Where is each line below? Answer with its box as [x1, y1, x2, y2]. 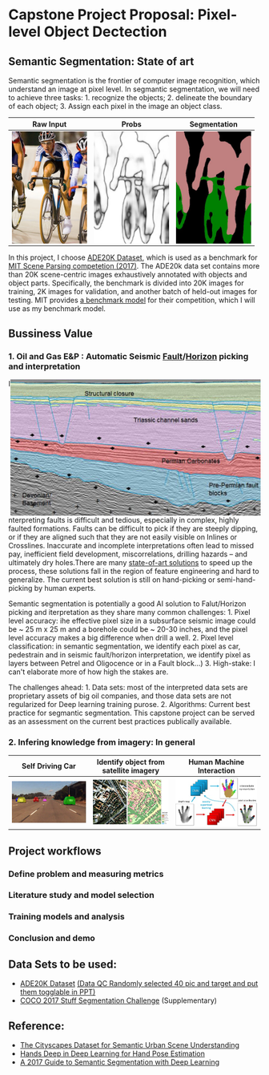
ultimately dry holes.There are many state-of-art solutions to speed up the [8, 557, 253, 567]
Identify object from [96, 757, 166, 766]
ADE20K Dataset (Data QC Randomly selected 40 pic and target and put [19, 979, 259, 988]
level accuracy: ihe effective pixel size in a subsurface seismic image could [8, 616, 256, 625]
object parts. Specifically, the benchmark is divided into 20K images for [8, 278, 244, 288]
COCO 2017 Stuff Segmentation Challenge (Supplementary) [19, 996, 218, 1005]
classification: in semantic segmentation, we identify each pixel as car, [8, 641, 241, 651]
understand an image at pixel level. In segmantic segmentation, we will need [8, 84, 260, 94]
